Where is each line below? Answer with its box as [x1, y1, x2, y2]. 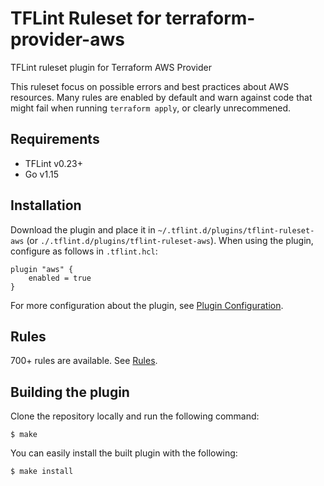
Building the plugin [10, 383, 130, 401]
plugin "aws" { [10, 264, 74, 274]
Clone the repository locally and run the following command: [10, 410, 260, 422]
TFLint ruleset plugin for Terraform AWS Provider [10, 61, 212, 73]
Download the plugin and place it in [10, 223, 156, 236]
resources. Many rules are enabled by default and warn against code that [10, 91, 313, 103]
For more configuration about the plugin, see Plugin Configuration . [10, 299, 284, 311]
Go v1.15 [24, 168, 59, 180]
